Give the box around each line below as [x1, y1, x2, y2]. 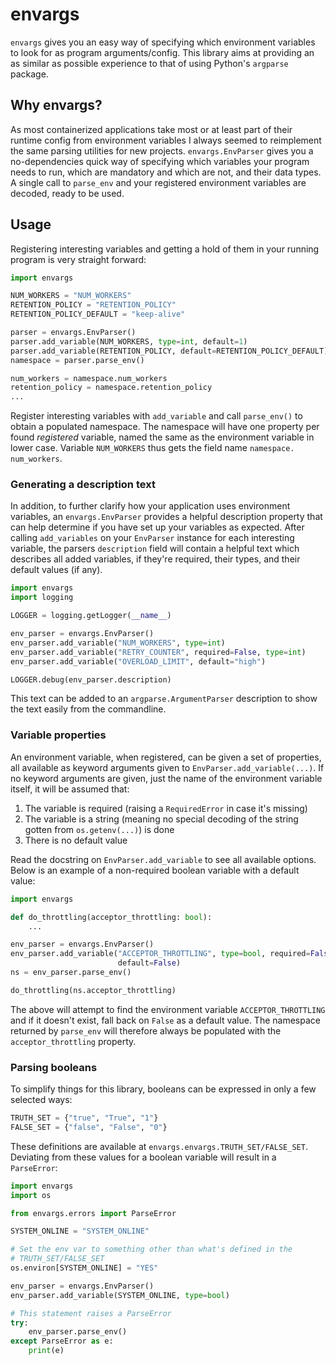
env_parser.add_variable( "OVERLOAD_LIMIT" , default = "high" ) [10, 656, 267, 667]
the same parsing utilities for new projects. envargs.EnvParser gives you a [10, 144, 314, 157]
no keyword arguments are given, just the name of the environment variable [10, 772, 323, 784]
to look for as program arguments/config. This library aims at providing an [10, 46, 315, 58]
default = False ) [117, 958, 182, 968]
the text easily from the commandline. [10, 703, 167, 715]
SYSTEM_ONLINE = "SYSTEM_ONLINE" [10, 1226, 150, 1237]
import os [10, 1190, 52, 1200]
